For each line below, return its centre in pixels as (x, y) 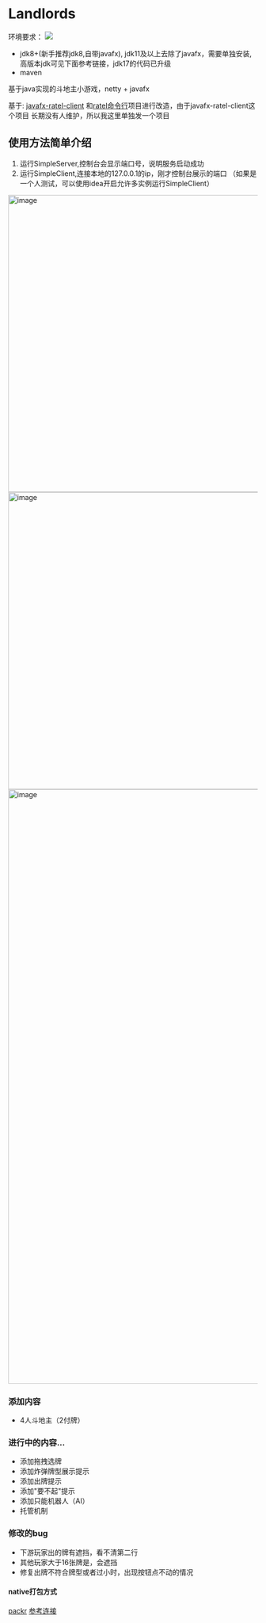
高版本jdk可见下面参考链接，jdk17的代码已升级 (95, 63)
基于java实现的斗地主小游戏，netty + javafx (79, 89)
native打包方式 (33, 1592)
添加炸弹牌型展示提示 (54, 1472)
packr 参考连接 (32, 1610)
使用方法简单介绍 (50, 143)
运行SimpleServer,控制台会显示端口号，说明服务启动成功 (112, 163)
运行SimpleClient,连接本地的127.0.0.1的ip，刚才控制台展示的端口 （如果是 (138, 173)
